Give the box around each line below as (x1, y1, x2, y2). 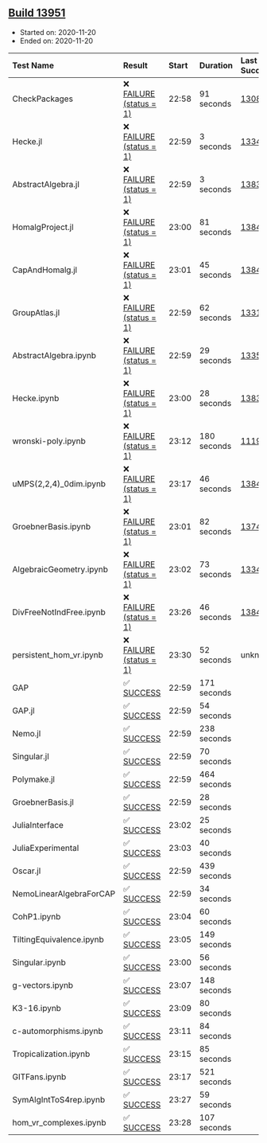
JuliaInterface (12, 819, 64, 830)
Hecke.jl (12, 135, 43, 146)
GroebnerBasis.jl (12, 796, 74, 807)
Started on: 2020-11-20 (19, 27, 97, 37)
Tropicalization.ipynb (12, 1048, 91, 1059)
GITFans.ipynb (12, 1071, 67, 1082)
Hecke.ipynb (12, 392, 60, 404)
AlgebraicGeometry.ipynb (12, 564, 109, 575)
